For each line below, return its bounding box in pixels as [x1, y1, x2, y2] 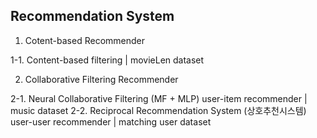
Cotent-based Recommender [24, 34, 145, 46]
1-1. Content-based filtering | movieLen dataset [10, 54, 205, 66]
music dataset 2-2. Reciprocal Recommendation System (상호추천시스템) [10, 104, 307, 116]
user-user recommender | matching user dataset [10, 115, 212, 128]
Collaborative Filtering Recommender [24, 73, 179, 85]
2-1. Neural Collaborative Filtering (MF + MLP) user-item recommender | [10, 92, 308, 104]
